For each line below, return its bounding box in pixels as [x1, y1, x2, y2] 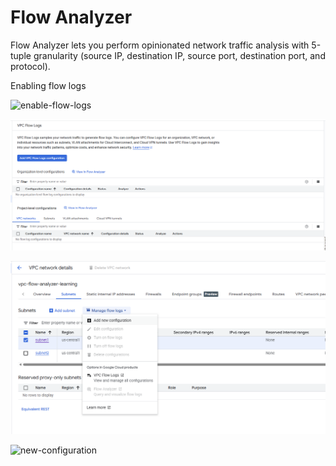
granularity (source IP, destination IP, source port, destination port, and [33, 49, 326, 61]
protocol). [10, 60, 51, 72]
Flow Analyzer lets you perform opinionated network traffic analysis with [10, 39, 310, 51]
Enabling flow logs [10, 79, 87, 91]
